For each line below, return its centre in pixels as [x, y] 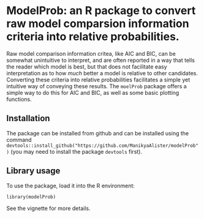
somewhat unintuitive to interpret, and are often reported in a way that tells [100, 60]
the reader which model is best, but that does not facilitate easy [87, 66]
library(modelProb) [31, 197]
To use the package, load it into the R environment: [70, 186]
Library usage [33, 171]
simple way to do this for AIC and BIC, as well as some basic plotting [93, 92]
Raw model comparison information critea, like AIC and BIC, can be [91, 53]
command [19, 140]
